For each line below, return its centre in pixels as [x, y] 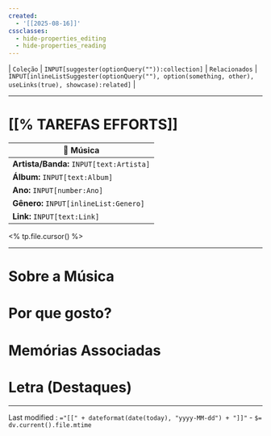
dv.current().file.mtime [50, 425]
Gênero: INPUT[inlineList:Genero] [79, 203]
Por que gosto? [60, 314]
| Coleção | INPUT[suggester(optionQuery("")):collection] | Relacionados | [133, 69]
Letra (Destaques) [70, 387]
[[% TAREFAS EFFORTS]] [93, 125]
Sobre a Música [61, 277]
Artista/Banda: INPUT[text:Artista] [81, 164]
